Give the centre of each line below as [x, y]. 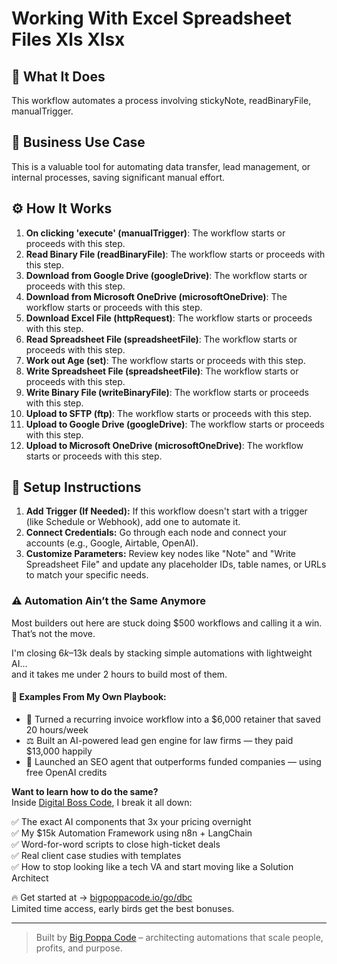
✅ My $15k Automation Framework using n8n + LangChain [132, 833]
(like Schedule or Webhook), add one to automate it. [133, 522]
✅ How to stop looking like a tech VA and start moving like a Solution [152, 866]
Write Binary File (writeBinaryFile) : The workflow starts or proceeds [167, 392]
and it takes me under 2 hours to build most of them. [119, 674]
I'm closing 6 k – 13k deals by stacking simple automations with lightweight [162, 653]
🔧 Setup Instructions [76, 487]
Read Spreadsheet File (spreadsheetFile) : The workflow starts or [161, 339]
